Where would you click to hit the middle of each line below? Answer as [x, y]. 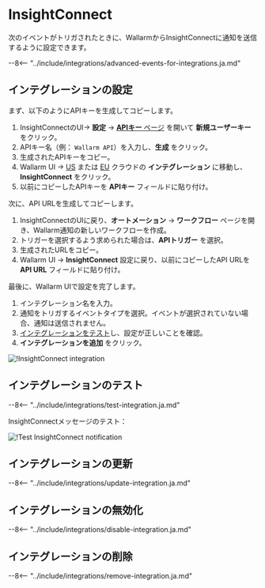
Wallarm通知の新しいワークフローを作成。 [102, 230]
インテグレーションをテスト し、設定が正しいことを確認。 [113, 333]
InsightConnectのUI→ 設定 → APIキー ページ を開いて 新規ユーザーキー [135, 127]
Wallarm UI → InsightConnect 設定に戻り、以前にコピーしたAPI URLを [135, 259]
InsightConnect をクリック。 [67, 176]
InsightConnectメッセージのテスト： [68, 421]
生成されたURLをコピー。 [61, 250]
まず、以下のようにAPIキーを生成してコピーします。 [93, 110]
